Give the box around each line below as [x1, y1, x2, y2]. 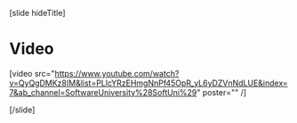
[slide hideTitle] [9, 8, 66, 18]
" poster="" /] [197, 86, 247, 97]
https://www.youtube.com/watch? [54, 68, 180, 78]
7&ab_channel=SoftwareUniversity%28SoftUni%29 [9, 86, 197, 97]
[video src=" [9, 68, 55, 78]
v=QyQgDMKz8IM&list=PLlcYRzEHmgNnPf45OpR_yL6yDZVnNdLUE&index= [9, 78, 289, 88]
